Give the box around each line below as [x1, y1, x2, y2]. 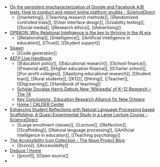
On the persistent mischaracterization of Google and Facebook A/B [9, 4, 144, 10]
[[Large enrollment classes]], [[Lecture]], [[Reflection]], [16, 122, 128, 127]
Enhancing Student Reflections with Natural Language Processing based [9, 107, 155, 112]
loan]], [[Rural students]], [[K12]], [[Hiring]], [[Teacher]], [16, 76, 129, 82]
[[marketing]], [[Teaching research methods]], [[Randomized [16, 14, 138, 20]
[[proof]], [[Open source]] [16, 153, 69, 158]
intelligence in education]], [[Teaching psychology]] [16, 132, 121, 138]
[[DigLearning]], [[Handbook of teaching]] [16, 81, 101, 86]
